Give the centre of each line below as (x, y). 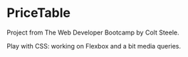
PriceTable (39, 13)
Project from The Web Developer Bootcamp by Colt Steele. (93, 32)
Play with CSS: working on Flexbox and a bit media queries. (94, 46)
